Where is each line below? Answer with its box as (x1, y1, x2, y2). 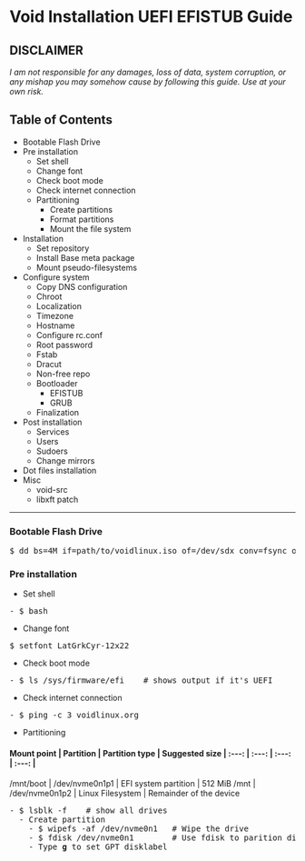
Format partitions (49, 214, 114, 225)
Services (35, 425, 70, 437)
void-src (35, 484, 68, 495)
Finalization (35, 406, 80, 417)
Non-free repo (35, 368, 91, 379)
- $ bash (9, 606, 48, 616)
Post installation (22, 416, 83, 427)
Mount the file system (49, 223, 132, 234)
